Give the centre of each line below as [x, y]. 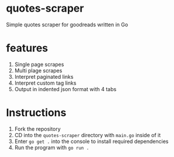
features [27, 48]
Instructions [36, 113]
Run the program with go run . [52, 147]
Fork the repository [38, 129]
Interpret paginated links [44, 76]
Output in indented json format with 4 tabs [65, 89]
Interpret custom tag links [46, 83]
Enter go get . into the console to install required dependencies [91, 141]
